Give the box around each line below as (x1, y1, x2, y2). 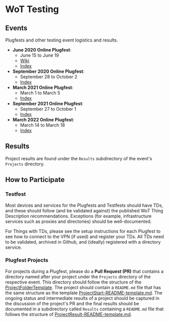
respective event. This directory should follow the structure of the (5, 279, 142, 285)
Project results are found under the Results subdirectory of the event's (5, 155, 152, 161)
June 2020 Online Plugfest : (12, 47, 72, 53)
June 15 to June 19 (20, 52, 59, 58)
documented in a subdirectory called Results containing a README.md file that (5, 306, 164, 312)
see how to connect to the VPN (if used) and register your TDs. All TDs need (5, 234, 164, 240)
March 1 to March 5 (20, 90, 61, 96)
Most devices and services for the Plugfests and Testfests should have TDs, (5, 202, 163, 208)
